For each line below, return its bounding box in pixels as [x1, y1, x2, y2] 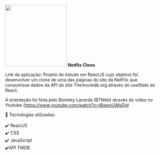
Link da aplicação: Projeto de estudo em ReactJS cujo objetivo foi [5, 72, 138, 77]
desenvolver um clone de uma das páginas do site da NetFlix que [5, 77, 138, 82]
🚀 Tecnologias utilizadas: [5, 112, 56, 117]
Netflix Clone [67, 62, 96, 68]
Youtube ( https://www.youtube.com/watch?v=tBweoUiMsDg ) [5, 102, 129, 108]
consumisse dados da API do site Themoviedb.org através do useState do [5, 82, 156, 88]
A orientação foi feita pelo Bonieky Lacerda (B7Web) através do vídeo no [5, 97, 153, 103]
